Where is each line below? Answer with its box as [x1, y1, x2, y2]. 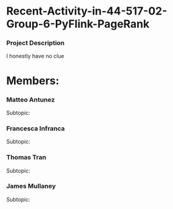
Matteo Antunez [6, 95, 55, 104]
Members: [6, 74, 59, 87]
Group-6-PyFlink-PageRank [6, 17, 150, 31]
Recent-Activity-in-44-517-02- [6, 4, 168, 18]
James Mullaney [6, 182, 56, 190]
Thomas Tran [6, 153, 47, 162]
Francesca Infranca [6, 124, 65, 133]
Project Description [6, 39, 65, 47]
